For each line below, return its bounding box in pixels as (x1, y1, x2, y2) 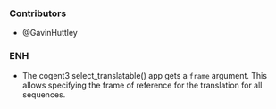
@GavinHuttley (21, 28, 78, 38)
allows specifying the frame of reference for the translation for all (21, 80, 263, 90)
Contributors (9, 7, 67, 20)
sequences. (21, 88, 66, 100)
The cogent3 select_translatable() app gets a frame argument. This (21, 70, 268, 80)
